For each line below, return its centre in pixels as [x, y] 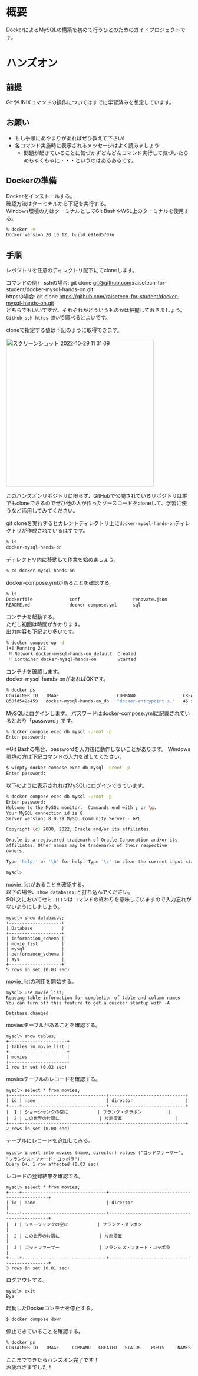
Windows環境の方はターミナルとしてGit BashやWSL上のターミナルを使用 [95, 211]
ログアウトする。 [27, 1280]
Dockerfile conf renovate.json [87, 599]
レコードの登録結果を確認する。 [45, 1176]
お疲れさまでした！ [29, 1367]
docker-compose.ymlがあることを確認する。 [60, 582]
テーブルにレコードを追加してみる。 [50, 1140]
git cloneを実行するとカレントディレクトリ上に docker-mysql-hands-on [91, 523]
